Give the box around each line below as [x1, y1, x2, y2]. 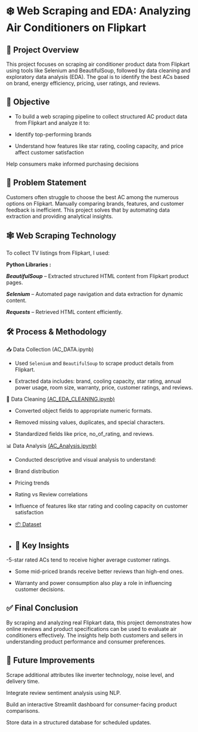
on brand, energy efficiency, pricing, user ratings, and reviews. [6, 80, 160, 87]
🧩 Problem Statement [6, 178, 87, 188]
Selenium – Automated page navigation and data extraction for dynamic [6, 291, 184, 298]
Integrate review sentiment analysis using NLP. [6, 689, 121, 696]
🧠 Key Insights [14, 540, 70, 550]
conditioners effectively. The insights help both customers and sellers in [6, 632, 183, 639]
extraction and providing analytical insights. [6, 212, 113, 219]
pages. [6, 279, 23, 286]
